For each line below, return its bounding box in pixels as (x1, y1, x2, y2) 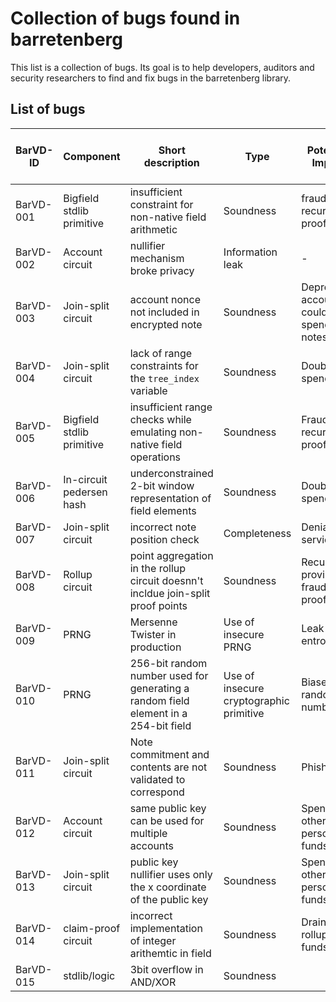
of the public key (129, 892, 209, 906)
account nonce (129, 292, 201, 306)
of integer (129, 933, 177, 947)
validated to (129, 772, 186, 786)
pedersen (63, 485, 108, 499)
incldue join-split (129, 586, 211, 600)
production (129, 640, 182, 654)
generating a (129, 681, 190, 695)
